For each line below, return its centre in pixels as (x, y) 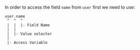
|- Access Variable (27, 42)
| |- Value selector (29, 34)
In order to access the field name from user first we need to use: (70, 7)
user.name (15, 16)
